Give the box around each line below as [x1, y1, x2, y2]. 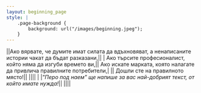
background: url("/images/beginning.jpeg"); [28, 25, 143, 32]
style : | [6, 14, 29, 21]
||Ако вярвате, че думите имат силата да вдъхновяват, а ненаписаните [6, 48, 192, 55]
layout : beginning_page [6, 8, 67, 15]
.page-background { [17, 20, 67, 26]
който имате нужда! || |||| [6, 80, 71, 88]
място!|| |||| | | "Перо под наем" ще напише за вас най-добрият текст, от [6, 74, 195, 81]
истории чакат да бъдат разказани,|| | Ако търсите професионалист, [6, 54, 185, 62]
